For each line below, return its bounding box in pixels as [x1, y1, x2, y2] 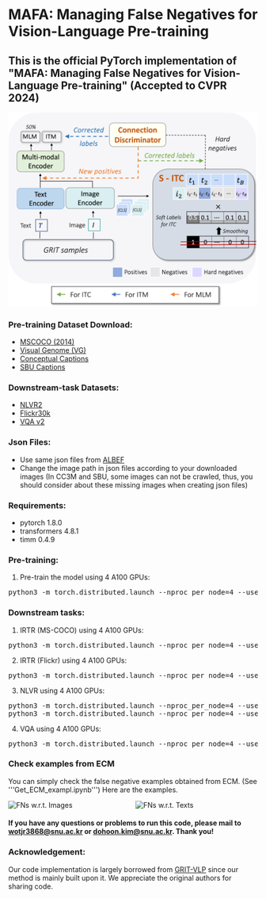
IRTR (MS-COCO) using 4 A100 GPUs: [19, 625, 144, 635]
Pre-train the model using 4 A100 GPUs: [19, 572, 150, 582]
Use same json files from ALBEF [19, 454, 125, 465]
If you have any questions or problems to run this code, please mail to [8, 818, 241, 828]
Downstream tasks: [8, 607, 85, 618]
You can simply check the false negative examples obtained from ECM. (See [8, 776, 257, 786]
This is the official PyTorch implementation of [8, 54, 237, 67]
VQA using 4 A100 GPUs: [19, 724, 101, 733]
